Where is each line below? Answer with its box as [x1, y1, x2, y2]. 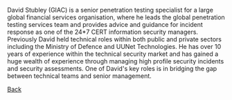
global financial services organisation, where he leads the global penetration [7, 13, 225, 21]
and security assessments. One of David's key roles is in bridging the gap [7, 65, 217, 72]
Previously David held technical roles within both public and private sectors [7, 35, 222, 43]
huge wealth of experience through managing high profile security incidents [7, 57, 224, 65]
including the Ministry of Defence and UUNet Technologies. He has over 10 [7, 43, 222, 50]
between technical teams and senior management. [7, 72, 152, 80]
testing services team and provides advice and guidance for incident [7, 21, 203, 28]
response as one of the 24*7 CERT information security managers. [7, 28, 199, 36]
